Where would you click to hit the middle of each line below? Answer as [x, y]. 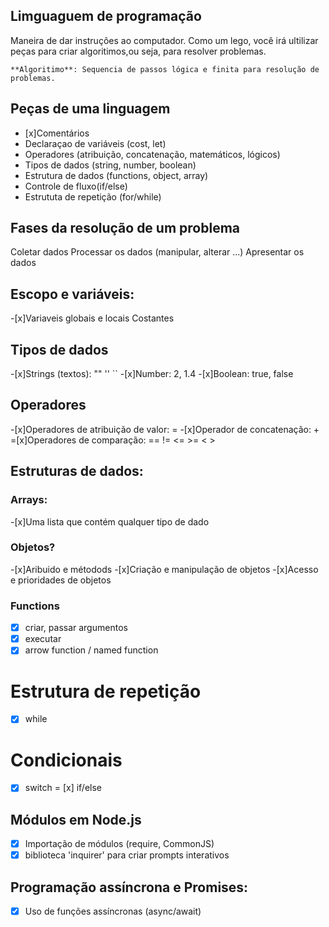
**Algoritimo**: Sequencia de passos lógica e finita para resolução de [165, 69]
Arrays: [29, 500]
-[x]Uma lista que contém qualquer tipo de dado [110, 521]
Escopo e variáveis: [72, 294]
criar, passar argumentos [76, 628]
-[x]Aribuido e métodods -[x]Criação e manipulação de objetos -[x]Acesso [164, 569]
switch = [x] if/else [63, 788]
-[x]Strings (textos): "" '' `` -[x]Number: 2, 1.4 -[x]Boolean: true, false [152, 374]
